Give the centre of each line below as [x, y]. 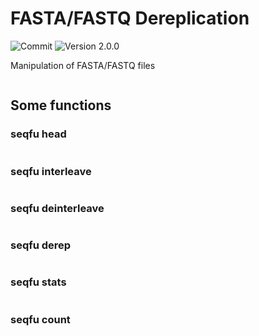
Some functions [61, 105]
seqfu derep [41, 245]
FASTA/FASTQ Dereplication [130, 18]
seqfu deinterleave [57, 208]
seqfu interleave [51, 171]
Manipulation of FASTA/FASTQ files [83, 65]
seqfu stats [38, 282]
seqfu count [40, 319]
